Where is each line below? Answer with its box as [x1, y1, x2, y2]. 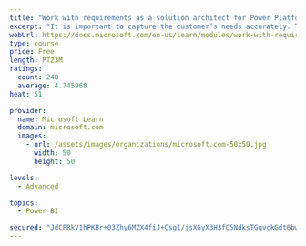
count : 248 [17, 73, 59, 82]
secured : [9, 223, 43, 232]
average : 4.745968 [17, 81, 88, 90]
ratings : [9, 65, 43, 74]
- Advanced [17, 181, 59, 191]
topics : [9, 198, 39, 208]
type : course [9, 38, 59, 48]
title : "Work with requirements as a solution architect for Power [9, 13, 271, 23]
